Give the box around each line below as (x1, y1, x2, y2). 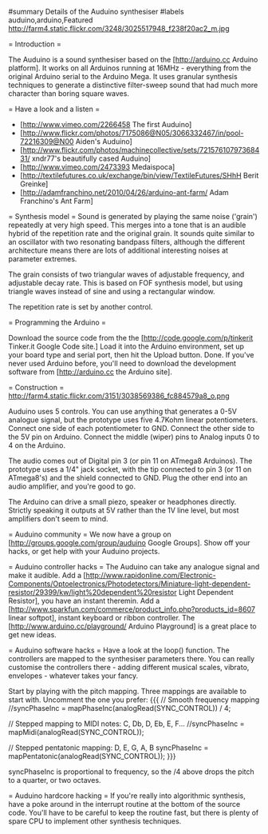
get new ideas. (8, 630, 57, 639)
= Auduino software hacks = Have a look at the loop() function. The (8, 645, 230, 655)
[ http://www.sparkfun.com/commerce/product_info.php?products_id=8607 (8, 605, 255, 614)
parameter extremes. (8, 254, 77, 263)
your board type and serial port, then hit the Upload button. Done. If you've (8, 350, 254, 359)
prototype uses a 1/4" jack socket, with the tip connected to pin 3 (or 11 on (8, 465, 252, 474)
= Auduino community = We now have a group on (8, 529, 171, 539)
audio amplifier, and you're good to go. (8, 481, 136, 491)
